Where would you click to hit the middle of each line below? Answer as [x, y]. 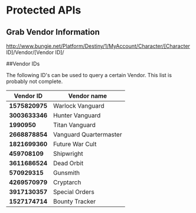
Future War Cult [75, 144]
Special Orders [73, 192]
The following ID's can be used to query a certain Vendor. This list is [89, 75]
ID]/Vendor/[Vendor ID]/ [35, 52]
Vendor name [88, 96]
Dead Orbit [68, 163]
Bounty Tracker [74, 202]
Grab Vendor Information [53, 32]
